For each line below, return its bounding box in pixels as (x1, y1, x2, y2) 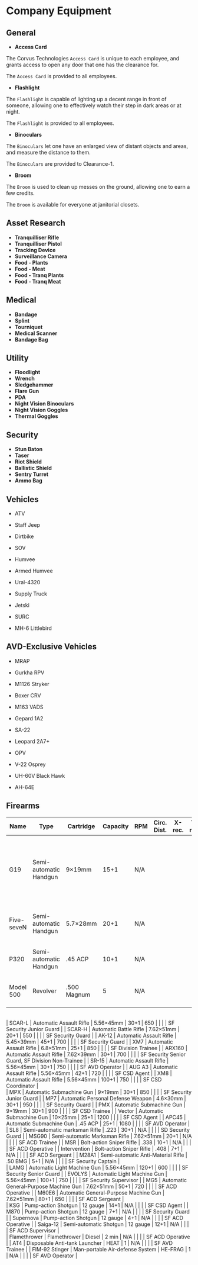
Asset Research (6, 218, 66, 228)
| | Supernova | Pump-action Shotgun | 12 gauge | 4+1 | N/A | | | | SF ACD (6, 1214, 184, 1221)
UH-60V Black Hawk (14, 772, 65, 779)
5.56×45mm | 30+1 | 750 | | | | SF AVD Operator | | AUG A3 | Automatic (6, 1063, 178, 1070)
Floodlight (14, 369, 41, 376)
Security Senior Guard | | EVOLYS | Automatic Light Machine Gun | (6, 1170, 168, 1177)
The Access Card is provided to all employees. (6, 73, 117, 79)
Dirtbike (14, 533, 34, 540)
